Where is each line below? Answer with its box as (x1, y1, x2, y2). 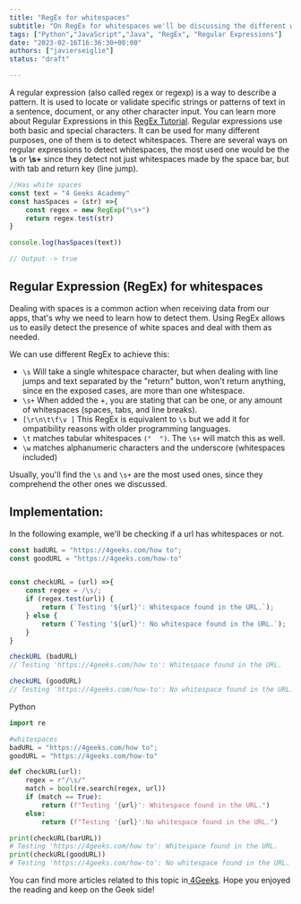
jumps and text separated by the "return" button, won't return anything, (21, 375, 287, 386)
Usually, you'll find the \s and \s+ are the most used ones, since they (9, 469, 263, 480)
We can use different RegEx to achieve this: (9, 348, 170, 359)
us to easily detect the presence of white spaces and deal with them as (9, 321, 272, 332)
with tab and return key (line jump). (9, 163, 139, 174)
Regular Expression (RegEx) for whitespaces (9, 279, 263, 294)
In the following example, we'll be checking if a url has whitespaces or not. (9, 528, 285, 539)
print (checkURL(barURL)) (9, 833, 102, 842)
